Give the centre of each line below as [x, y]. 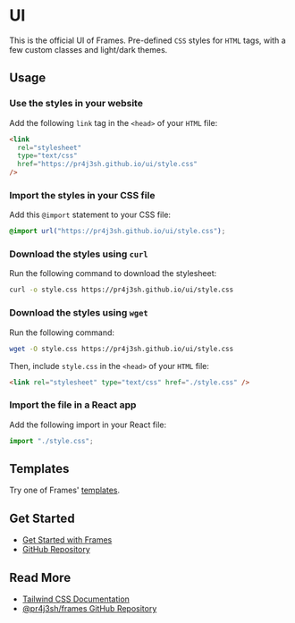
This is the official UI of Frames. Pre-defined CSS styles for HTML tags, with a [147, 40]
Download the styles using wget [79, 313]
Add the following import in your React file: [88, 425]
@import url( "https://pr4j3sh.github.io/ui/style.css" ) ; [118, 232]
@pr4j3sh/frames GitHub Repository [89, 608]
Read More [40, 577]
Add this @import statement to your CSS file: [90, 215]
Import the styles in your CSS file [82, 195]
